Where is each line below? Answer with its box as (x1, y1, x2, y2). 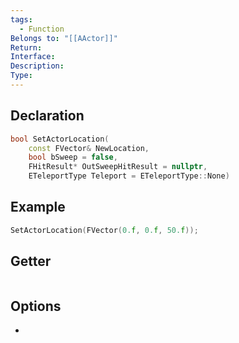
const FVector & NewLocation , (28, 143, 150, 153)
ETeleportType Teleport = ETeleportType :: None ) (28, 171, 230, 181)
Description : (10, 61, 65, 71)
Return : (10, 42, 43, 53)
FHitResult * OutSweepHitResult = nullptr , (28, 162, 208, 172)
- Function (19, 24, 65, 34)
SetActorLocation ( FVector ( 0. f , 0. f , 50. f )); (10, 225, 199, 235)
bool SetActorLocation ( (10, 134, 110, 144)
